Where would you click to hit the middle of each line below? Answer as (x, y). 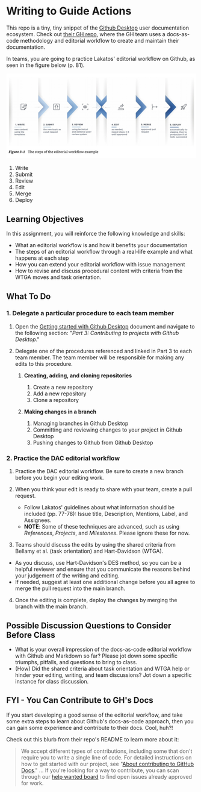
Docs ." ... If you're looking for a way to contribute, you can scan (100, 770)
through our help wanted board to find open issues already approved (107, 776)
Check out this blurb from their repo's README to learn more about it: (93, 739)
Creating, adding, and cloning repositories (78, 376)
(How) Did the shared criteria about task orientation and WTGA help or (102, 668)
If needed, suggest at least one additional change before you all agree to (105, 582)
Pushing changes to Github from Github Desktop (93, 442)
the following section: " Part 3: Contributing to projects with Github (97, 333)
